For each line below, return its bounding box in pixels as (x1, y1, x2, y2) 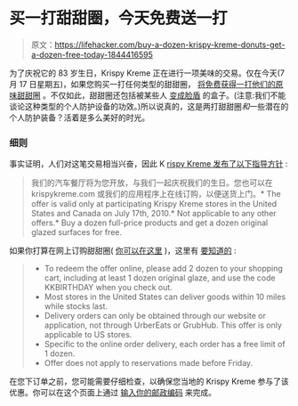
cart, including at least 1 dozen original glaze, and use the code (44, 272, 276, 283)
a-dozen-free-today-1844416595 (30, 49, 153, 60)
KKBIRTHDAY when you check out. (44, 282, 173, 293)
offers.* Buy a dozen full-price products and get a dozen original (30, 217, 269, 228)
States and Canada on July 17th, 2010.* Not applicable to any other (30, 208, 278, 219)
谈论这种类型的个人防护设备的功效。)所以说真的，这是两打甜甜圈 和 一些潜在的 (9, 101, 289, 111)
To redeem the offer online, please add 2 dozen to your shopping (44, 264, 283, 274)
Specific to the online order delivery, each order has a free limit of (44, 339, 286, 350)
